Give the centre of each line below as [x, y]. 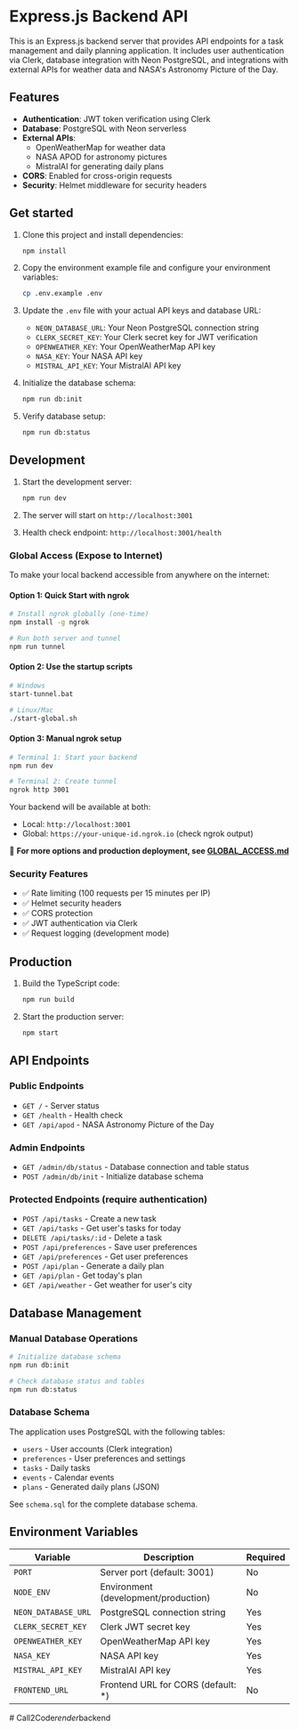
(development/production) [155, 1597]
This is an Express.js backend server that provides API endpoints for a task [146, 41]
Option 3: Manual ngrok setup [65, 739]
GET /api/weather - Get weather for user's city [107, 1285]
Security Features [49, 874]
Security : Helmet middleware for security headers [114, 185]
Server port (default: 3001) [157, 1572]
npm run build [48, 1000]
